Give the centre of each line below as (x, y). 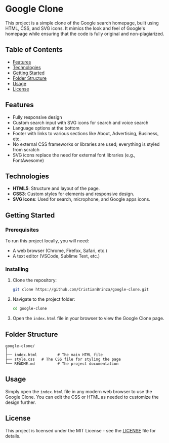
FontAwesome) (28, 160)
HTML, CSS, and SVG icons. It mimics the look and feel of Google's (75, 28)
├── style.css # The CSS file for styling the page (63, 359)
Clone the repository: (35, 280)
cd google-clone (30, 309)
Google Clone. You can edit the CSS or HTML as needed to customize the (82, 397)
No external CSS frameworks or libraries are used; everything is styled (86, 144)
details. (13, 436)
